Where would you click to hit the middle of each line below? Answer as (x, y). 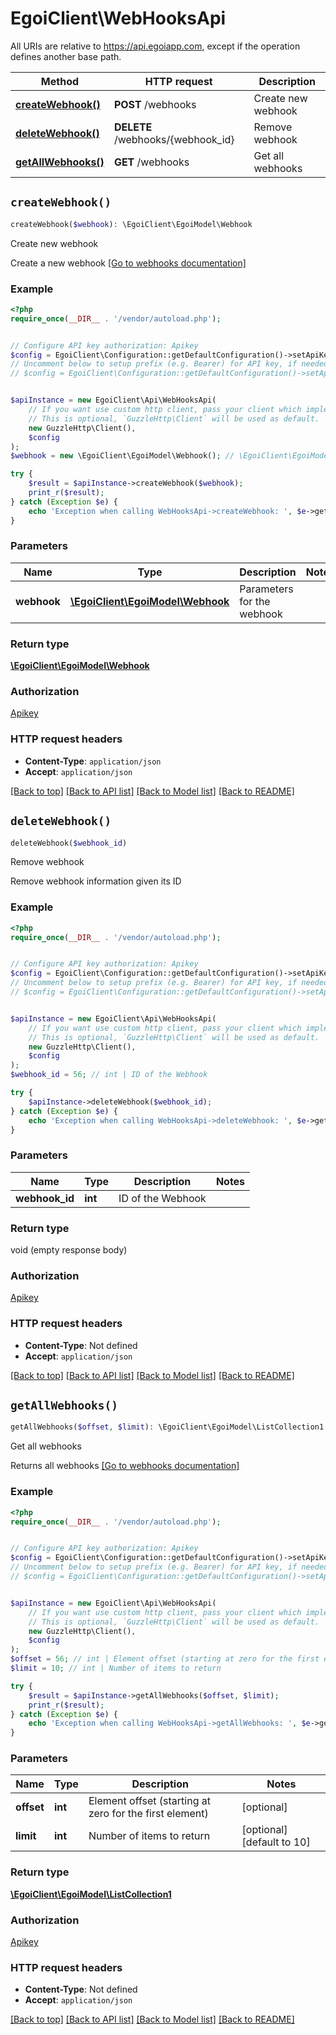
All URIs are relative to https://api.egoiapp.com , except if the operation (155, 46)
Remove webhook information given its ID (96, 881)
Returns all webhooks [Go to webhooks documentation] (125, 1466)
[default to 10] (276, 1842)
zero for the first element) (148, 1814)
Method (60, 81)
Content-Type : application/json (93, 761)
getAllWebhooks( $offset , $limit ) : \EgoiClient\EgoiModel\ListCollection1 (167, 1427)
